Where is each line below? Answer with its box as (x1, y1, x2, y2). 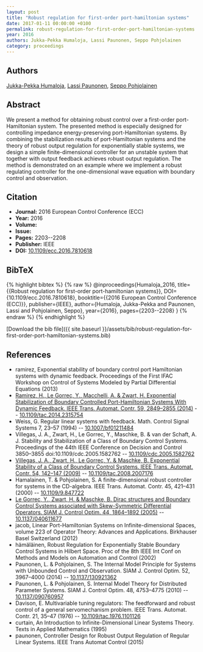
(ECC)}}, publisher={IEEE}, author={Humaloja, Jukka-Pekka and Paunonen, (6, 301, 196, 308)
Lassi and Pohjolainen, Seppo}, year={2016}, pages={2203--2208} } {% (6, 307, 188, 315)
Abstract (6, 100, 41, 110)
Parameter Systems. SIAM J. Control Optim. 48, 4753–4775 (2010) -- (15, 586, 188, 593)
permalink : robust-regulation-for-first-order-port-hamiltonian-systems (6, 26, 195, 32)
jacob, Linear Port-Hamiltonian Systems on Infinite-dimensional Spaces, (15, 521, 196, 529)
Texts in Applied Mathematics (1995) (15, 625, 107, 632)
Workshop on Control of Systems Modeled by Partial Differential (15, 378, 176, 386)
